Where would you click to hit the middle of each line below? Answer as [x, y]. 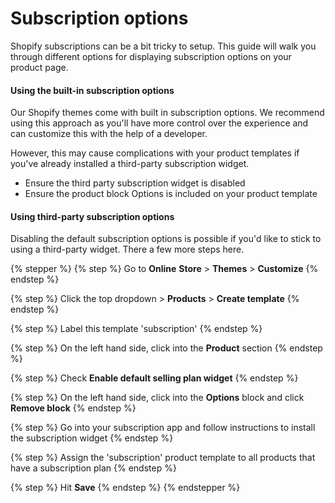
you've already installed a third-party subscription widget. [130, 164]
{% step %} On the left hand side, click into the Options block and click [157, 398]
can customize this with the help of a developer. [109, 134]
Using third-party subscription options [92, 216]
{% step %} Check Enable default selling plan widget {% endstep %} [154, 378]
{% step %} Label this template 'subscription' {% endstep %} [136, 329]
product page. [39, 67]
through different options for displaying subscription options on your [151, 56]
